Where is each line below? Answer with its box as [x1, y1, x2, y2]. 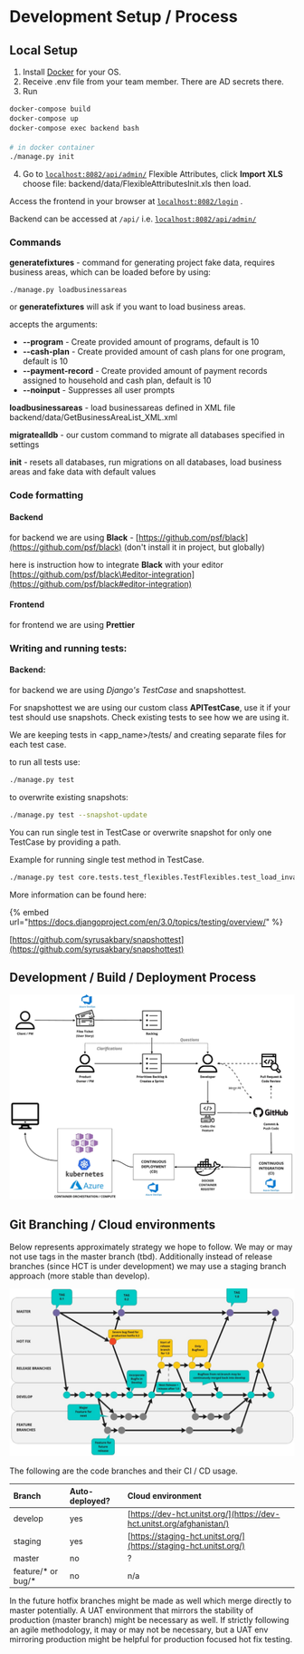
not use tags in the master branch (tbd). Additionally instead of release [9, 1250, 273, 1262]
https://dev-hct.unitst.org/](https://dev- [130, 1508, 280, 1519]
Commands [9, 236, 62, 249]
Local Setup [9, 43, 79, 58]
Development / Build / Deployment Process [9, 969, 257, 985]
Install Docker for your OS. [22, 66, 122, 77]
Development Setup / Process [9, 6, 238, 27]
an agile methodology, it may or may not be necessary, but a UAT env [9, 1624, 269, 1635]
